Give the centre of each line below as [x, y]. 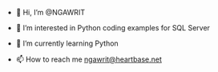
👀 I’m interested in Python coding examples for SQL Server [113, 28]
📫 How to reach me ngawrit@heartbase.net [89, 59]
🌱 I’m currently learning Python [67, 43]
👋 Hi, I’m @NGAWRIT [50, 12]
